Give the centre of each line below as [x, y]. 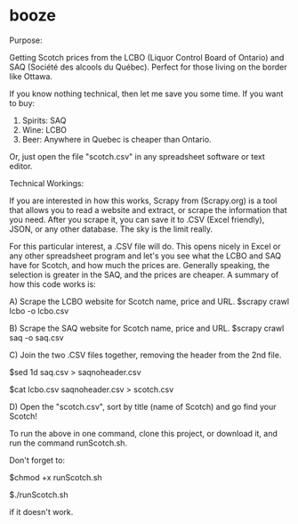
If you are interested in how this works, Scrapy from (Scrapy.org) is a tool [143, 201]
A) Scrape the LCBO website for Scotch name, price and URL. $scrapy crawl [149, 301]
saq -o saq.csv [36, 337]
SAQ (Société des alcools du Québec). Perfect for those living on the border [148, 67]
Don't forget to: [37, 460]
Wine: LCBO [44, 129]
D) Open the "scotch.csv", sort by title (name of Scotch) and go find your [143, 406]
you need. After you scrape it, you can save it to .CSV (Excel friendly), [137, 219]
